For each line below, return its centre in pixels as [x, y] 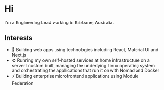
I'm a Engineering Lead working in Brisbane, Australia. [59, 22]
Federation [23, 83]
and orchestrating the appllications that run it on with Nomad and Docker [85, 70]
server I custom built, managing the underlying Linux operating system [83, 65]
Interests [19, 38]
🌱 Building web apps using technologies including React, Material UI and [85, 49]
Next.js [19, 55]
